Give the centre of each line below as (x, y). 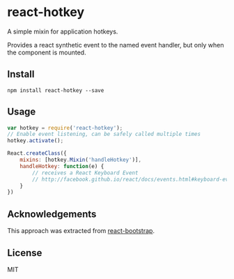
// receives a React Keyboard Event (85, 173)
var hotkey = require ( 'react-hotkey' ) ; (65, 128)
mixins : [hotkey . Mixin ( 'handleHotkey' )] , (80, 160)
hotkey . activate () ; (36, 141)
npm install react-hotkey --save (56, 90)
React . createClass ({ (37, 153)
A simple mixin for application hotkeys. (63, 31)
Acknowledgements (52, 214)
